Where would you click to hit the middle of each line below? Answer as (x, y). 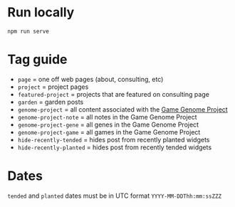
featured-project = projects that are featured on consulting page (114, 94)
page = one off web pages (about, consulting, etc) (90, 79)
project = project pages (53, 87)
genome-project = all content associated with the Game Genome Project (122, 109)
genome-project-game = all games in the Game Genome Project (109, 132)
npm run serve (28, 31)
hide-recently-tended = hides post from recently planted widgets (114, 139)
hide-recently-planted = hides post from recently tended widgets (115, 147)
